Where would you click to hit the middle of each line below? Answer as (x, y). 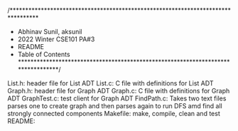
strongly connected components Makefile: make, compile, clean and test (114, 114)
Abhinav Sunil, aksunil (50, 32)
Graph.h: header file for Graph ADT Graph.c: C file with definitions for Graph (119, 91)
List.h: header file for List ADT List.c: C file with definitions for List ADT (110, 83)
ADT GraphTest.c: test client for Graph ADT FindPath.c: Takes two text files (117, 98)
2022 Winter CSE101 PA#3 (56, 39)
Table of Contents (44, 54)
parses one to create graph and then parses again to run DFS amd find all (115, 106)
